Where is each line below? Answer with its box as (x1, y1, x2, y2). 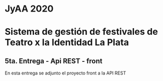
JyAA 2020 (5, 3, 54, 15)
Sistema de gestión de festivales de (5, 26, 158, 38)
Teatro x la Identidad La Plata (5, 37, 129, 48)
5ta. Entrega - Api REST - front (5, 56, 103, 65)
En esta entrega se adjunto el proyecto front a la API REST (5, 70, 126, 76)
